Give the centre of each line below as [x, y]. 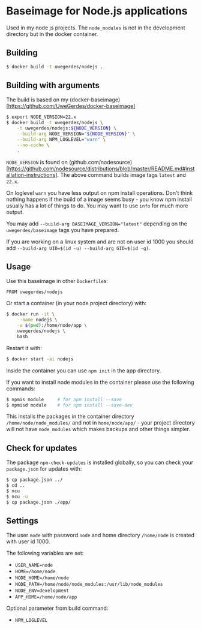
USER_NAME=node [34, 565]
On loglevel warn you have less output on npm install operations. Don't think [100, 192]
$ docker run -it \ [31, 314]
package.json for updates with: [44, 469]
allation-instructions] [32, 174]
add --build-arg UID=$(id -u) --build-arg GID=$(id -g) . [78, 248]
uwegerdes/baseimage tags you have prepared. [63, 230]
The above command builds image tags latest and [123, 174]
